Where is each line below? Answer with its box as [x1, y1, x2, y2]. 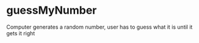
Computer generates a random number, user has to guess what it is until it [6, 23, 193, 30]
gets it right [6, 29, 35, 36]
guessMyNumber [6, 4, 97, 17]
